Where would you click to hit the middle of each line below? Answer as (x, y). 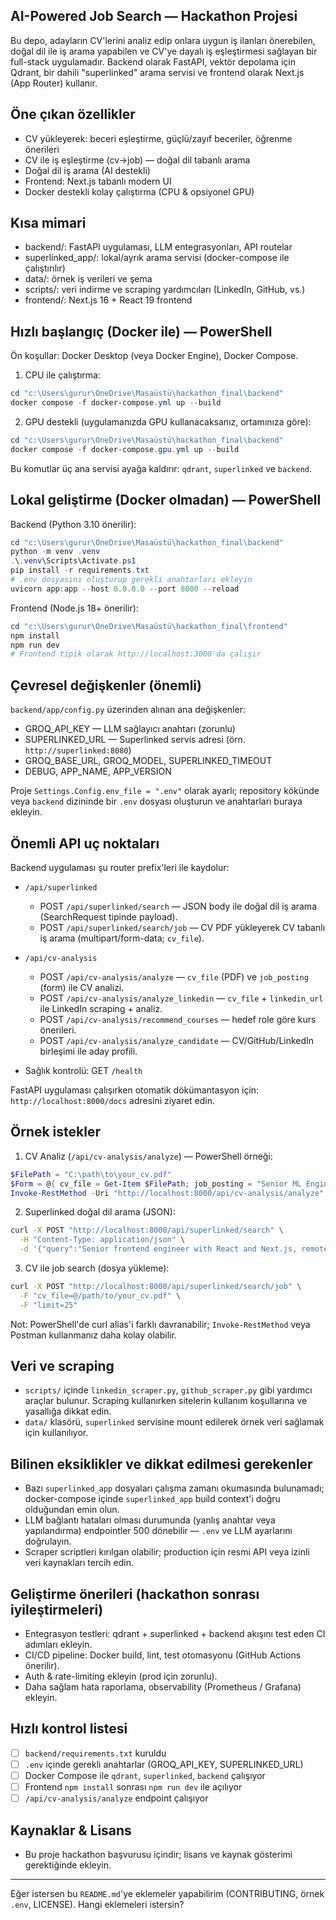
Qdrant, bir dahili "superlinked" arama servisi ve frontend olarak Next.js (157, 72)
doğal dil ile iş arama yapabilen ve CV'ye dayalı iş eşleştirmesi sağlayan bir (164, 51)
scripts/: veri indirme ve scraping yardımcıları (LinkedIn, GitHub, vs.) (165, 290)
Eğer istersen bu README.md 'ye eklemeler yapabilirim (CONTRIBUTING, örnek (167, 1893)
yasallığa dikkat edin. (68, 1411)
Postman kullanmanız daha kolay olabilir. (93, 1335)
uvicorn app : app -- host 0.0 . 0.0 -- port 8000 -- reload (125, 589)
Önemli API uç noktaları (85, 843)
